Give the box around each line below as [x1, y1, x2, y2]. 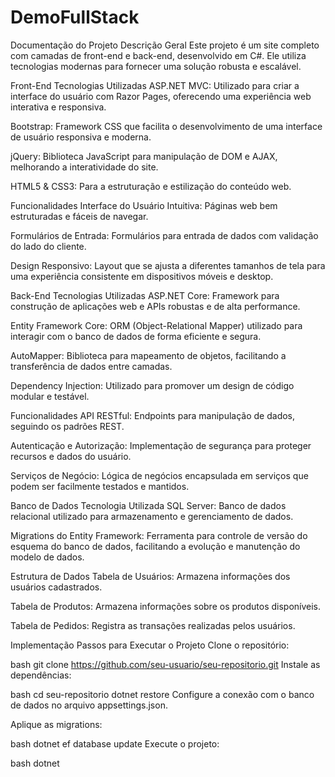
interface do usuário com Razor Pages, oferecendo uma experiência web [10, 90, 312, 102]
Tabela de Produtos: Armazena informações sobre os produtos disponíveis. [10, 600, 322, 612]
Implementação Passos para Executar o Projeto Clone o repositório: [10, 639, 290, 651]
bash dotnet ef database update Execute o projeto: [10, 737, 220, 750]
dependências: [10, 669, 72, 681]
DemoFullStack [10, 6, 140, 29]
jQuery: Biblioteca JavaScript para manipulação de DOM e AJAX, [10, 150, 278, 162]
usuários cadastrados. [10, 581, 103, 593]
